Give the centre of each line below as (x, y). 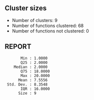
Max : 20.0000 (35, 75)
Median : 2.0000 (31, 67)
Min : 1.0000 (34, 58)
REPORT (18, 47)
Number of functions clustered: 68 (48, 25)
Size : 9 (27, 93)
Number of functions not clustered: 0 (50, 31)
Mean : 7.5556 (33, 80)
